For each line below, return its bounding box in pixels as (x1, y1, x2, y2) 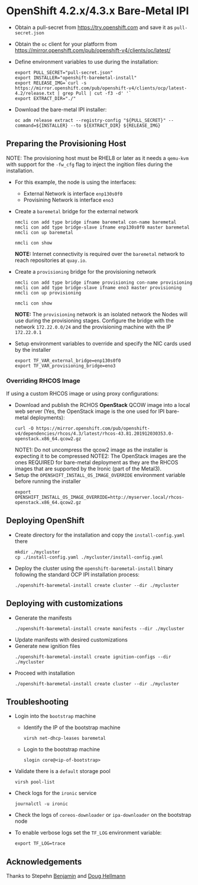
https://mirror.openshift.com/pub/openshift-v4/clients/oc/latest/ (14, 46, 171, 54)
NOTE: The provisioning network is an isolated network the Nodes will (14, 310, 188, 318)
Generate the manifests (14, 614, 72, 621)
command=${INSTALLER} (14, 123, 68, 129)
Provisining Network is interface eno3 (23, 196, 114, 203)
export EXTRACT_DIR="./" (14, 95, 76, 101)
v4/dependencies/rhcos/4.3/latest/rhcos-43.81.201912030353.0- (14, 431, 174, 437)
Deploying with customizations (6, 598, 123, 608)
